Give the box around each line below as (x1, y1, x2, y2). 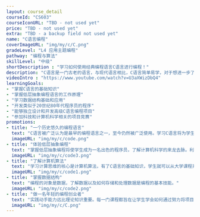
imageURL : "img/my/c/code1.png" (11, 169, 92, 175)
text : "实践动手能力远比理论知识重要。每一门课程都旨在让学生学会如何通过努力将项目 (11, 197, 195, 203)
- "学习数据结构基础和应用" (6, 97, 66, 103)
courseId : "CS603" (6, 14, 52, 20)
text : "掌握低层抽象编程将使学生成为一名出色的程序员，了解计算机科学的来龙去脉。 (11, 147, 190, 153)
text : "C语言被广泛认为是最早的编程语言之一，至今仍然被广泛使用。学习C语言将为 (11, 130, 186, 137)
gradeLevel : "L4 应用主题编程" (6, 48, 79, 54)
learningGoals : (6, 81, 44, 87)
